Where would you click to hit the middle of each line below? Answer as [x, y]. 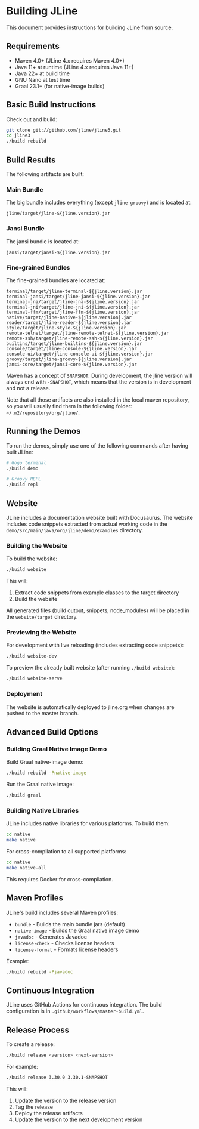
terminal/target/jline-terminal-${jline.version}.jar [74, 291]
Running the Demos [43, 431]
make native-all [26, 868]
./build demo [22, 468]
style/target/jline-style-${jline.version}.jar [66, 328]
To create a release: [31, 1044]
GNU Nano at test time [42, 79]
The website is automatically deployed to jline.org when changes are [90, 707]
